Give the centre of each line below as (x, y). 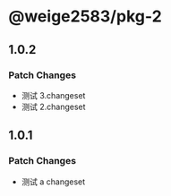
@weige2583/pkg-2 (85, 17)
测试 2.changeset (53, 107)
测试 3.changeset (53, 95)
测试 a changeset (53, 182)
